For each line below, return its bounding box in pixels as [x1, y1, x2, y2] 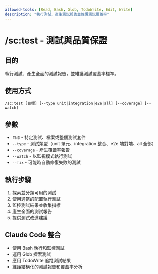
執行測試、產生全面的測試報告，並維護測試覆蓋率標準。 [5, 70, 119, 76]
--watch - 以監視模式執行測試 [12, 153, 72, 159]
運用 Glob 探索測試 [12, 251, 51, 257]
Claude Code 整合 [5, 231, 61, 239]
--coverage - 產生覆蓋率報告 [12, 147, 70, 153]
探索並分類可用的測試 [12, 189, 56, 195]
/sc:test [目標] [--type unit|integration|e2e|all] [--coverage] [5, 101, 142, 106]
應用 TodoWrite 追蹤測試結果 [12, 257, 71, 263]
